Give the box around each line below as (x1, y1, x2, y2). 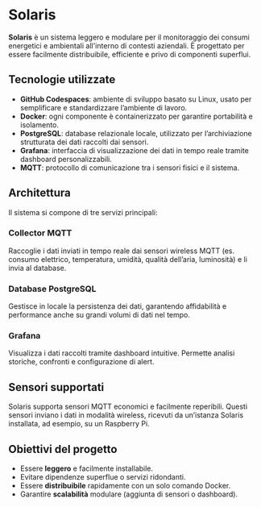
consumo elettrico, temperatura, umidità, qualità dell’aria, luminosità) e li (8, 254, 248, 264)
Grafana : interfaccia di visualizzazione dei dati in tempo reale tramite (19, 145, 250, 155)
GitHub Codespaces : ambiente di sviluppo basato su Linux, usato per (19, 94, 252, 104)
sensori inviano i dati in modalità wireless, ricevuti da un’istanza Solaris (8, 410, 244, 420)
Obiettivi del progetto (8, 442, 118, 456)
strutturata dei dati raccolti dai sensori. (19, 137, 149, 147)
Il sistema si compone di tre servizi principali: (8, 207, 159, 217)
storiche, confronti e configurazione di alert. (8, 357, 155, 367)
